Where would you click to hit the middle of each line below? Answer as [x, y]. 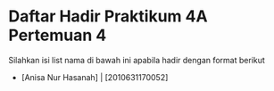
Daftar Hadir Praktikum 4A [108, 17]
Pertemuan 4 [58, 35]
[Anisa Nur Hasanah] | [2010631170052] [95, 77]
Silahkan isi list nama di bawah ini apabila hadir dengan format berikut [137, 60]
